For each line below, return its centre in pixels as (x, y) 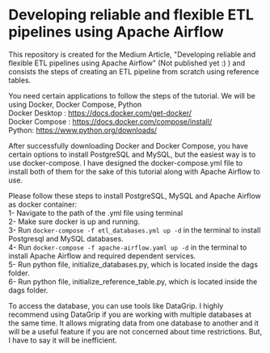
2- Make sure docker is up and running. (74, 221)
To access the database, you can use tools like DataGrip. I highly (116, 305)
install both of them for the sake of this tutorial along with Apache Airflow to (134, 171)
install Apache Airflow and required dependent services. (102, 255)
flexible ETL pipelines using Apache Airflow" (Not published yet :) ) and (127, 63)
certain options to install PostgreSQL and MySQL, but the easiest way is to (132, 154)
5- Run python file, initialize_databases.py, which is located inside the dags (133, 264)
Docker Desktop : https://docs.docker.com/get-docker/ (100, 113)
